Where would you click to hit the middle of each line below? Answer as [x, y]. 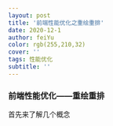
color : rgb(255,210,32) [47, 45]
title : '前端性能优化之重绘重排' [56, 23]
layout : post [29, 15]
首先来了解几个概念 [39, 114]
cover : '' [24, 52]
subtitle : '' [29, 67]
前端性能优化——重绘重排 [56, 95]
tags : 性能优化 [31, 60]
